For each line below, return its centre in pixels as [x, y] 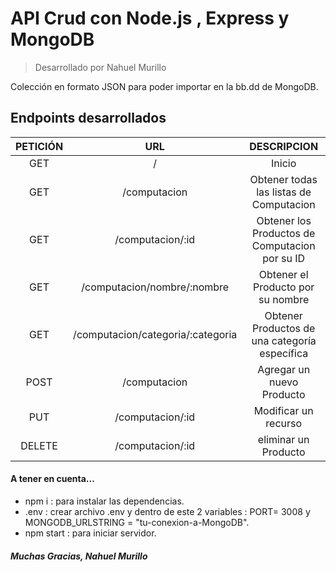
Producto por [283, 287]
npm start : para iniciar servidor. [90, 533]
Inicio [284, 163]
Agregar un [284, 369]
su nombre [284, 299]
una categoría [284, 340]
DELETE [39, 445]
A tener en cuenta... [52, 479]
